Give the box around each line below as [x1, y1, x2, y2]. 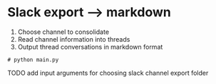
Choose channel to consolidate [17, 28, 109, 36]
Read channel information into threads [17, 35, 130, 43]
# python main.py [7, 56, 59, 64]
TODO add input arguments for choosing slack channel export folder [7, 68, 209, 77]
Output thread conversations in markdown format [17, 42, 163, 51]
